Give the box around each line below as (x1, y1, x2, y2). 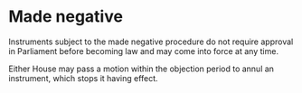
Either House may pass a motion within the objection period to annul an (8, 63, 275, 74)
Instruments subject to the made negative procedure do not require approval (8, 36, 294, 47)
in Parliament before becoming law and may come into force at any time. (8, 45, 279, 56)
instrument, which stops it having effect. (8, 72, 159, 83)
